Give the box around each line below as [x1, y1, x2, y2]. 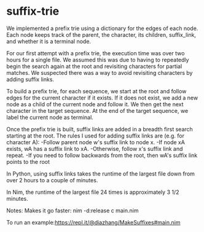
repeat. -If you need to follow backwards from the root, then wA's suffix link [6, 152, 198, 159]
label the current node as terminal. [6, 114, 93, 121]
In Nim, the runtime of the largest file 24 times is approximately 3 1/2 [6, 188, 179, 196]
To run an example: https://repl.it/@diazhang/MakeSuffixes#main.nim [6, 218, 181, 226]
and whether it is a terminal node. [6, 37, 91, 45]
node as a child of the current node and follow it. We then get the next [6, 100, 184, 108]
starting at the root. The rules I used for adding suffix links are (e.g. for [6, 132, 184, 139]
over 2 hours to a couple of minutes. [6, 176, 98, 184]
